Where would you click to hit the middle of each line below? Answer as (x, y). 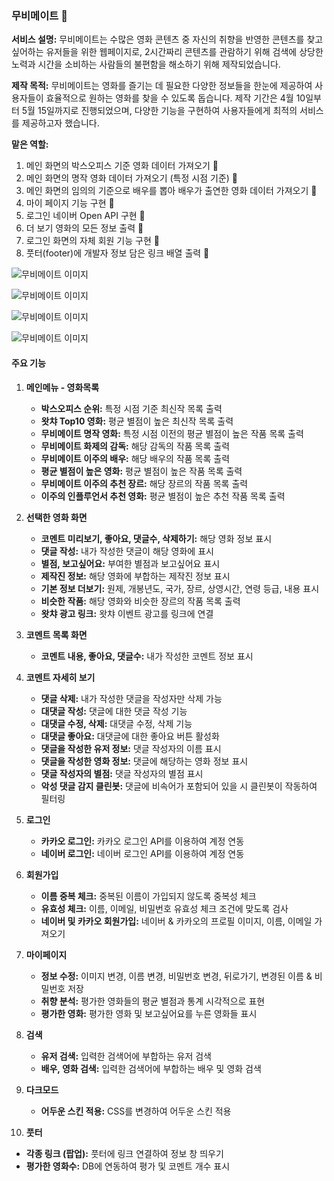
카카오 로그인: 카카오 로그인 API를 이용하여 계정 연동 (142, 841)
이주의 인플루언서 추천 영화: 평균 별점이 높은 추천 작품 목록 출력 (163, 496)
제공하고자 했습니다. (60, 123)
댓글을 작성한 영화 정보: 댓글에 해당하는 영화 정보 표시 (144, 761)
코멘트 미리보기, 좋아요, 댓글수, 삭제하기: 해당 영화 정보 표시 (156, 538)
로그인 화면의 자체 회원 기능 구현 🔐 (92, 241)
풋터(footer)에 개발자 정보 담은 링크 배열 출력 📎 (117, 253)
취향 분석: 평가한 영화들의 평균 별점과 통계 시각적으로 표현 (153, 1001)
